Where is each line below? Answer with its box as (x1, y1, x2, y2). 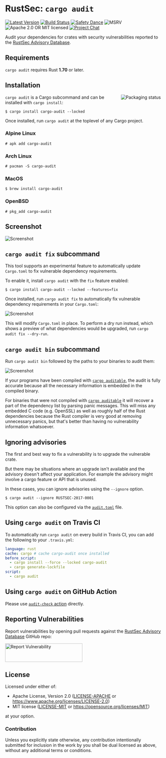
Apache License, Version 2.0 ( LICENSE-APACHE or (12, 693, 117, 699)
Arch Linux (5, 153, 32, 160)
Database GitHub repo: (5, 633, 52, 639)
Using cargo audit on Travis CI (5, 519, 100, 527)
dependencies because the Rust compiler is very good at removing (5, 413, 142, 419)
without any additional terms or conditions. (5, 747, 92, 753)
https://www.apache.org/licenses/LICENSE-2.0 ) (12, 698, 110, 704)
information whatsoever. (5, 424, 54, 430)
